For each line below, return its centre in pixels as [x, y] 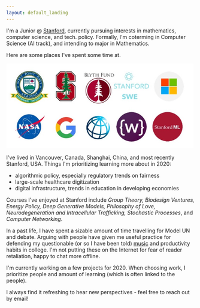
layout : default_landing [37, 13]
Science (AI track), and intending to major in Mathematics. [78, 43]
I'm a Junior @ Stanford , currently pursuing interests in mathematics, [91, 31]
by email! [17, 299]
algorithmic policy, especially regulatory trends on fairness [87, 176]
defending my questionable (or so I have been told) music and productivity [98, 244]
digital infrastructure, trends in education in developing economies [97, 189]
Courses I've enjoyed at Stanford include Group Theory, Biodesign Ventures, [100, 200]
